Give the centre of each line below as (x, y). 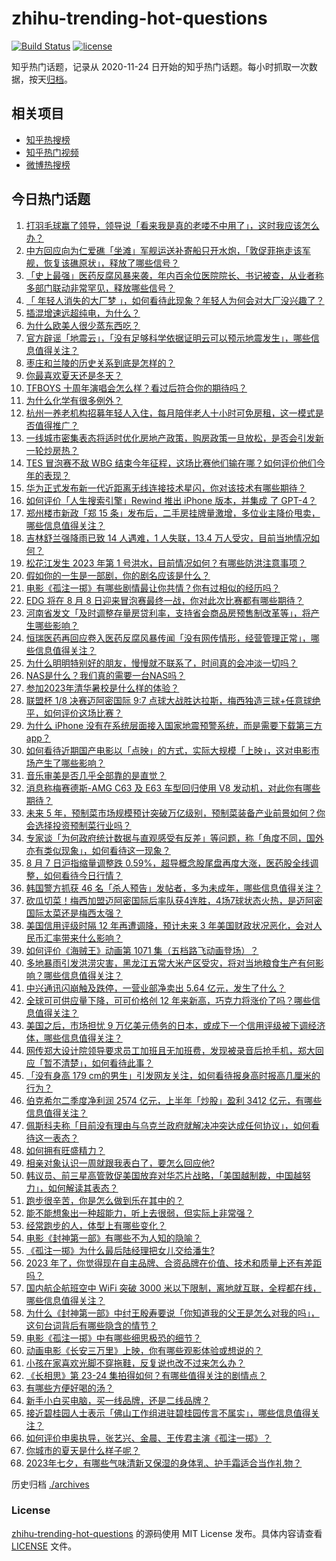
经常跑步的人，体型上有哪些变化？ (96, 1225)
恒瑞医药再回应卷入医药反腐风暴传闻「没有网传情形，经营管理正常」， (168, 638)
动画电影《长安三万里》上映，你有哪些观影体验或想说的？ (144, 1350)
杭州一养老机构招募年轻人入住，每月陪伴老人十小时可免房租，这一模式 (170, 413)
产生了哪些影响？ (70, 763)
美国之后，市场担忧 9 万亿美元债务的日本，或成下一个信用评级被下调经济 (175, 1025)
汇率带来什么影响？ (83, 938)
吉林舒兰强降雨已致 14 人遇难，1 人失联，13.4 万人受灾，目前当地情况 (168, 538)
